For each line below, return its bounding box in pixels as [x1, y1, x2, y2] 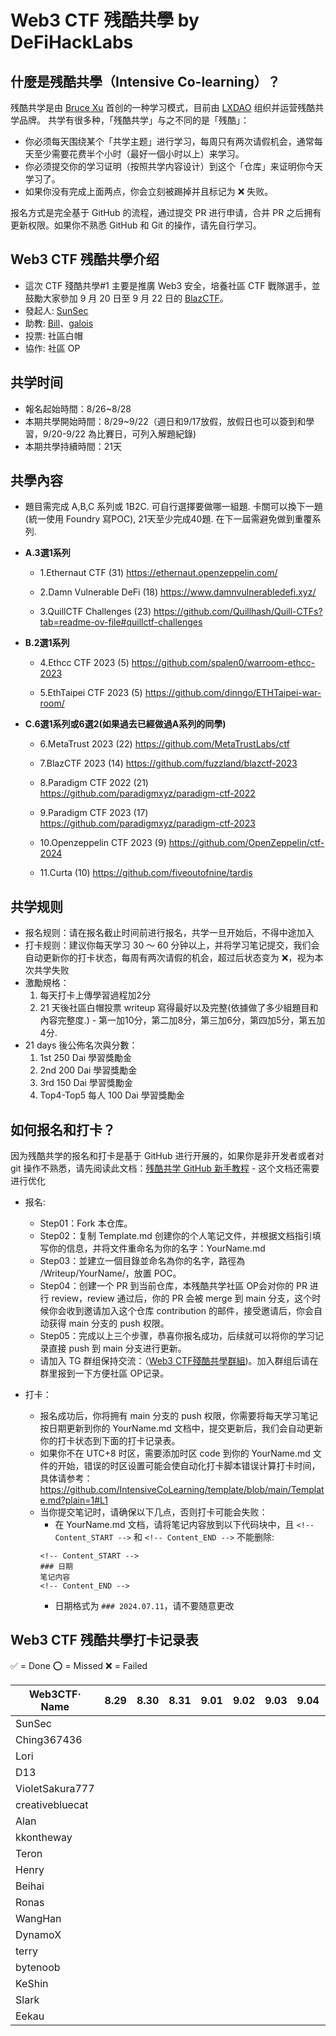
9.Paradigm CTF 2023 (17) [39, 807, 149, 819]
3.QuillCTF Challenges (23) [39, 606, 152, 618]
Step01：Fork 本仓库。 [39, 1217, 133, 1230]
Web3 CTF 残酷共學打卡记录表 [10, 1632, 199, 1649]
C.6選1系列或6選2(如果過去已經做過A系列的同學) [24, 718, 227, 730]
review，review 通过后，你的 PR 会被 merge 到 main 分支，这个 [51, 1292, 313, 1305]
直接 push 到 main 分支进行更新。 [48, 1342, 187, 1355]
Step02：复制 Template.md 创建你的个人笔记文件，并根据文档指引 [39, 1230, 313, 1242]
